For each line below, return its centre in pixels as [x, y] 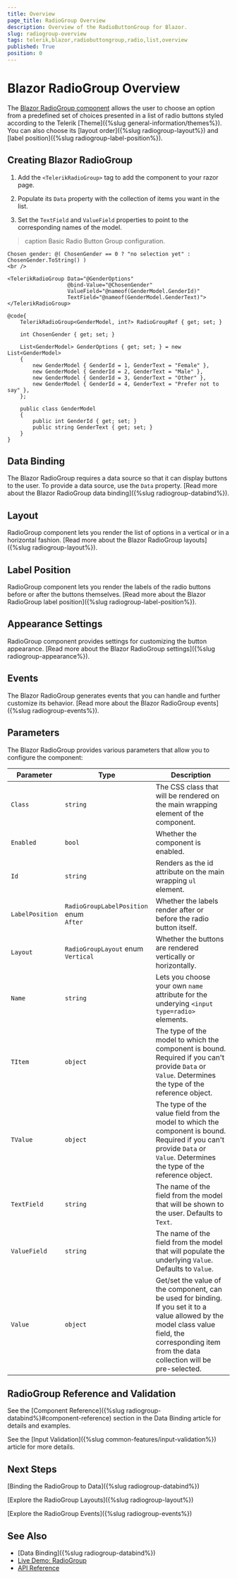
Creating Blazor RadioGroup [70, 160]
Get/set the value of [188, 1280]
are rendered [177, 947]
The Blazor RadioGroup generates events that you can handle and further [114, 695]
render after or [180, 910]
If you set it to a [181, 1307]
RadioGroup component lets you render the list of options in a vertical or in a [118, 533]
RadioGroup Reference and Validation [92, 1393]
